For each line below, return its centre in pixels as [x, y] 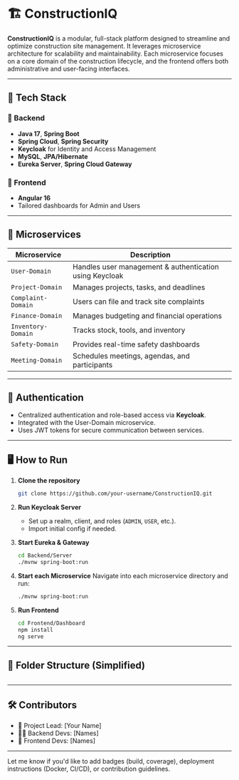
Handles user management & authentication [145, 267]
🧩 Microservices [44, 235]
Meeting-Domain [37, 360]
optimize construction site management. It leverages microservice [104, 46]
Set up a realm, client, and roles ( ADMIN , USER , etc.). [102, 521]
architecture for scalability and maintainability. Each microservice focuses [116, 53]
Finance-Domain [37, 315]
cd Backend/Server [45, 556]
